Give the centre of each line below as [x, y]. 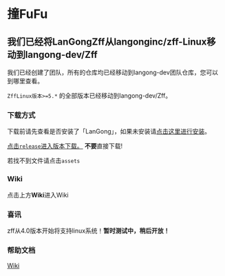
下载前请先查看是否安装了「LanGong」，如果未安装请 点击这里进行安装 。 [109, 131]
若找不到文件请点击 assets [44, 161]
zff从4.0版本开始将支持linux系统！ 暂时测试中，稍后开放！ [88, 231]
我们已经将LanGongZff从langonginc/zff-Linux [107, 42]
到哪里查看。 [25, 81]
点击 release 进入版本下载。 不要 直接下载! [65, 146]
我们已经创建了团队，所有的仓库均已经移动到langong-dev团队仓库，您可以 [113, 72]
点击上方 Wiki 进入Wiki [38, 195]
